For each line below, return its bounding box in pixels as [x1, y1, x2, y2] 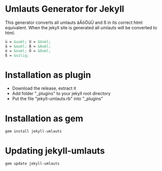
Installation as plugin [5, 69, 91, 80]
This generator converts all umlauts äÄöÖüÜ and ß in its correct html [5, 19, 143, 25]
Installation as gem [5, 113, 84, 124]
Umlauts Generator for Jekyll [5, 3, 125, 15]
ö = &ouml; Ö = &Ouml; [5, 48, 51, 53]
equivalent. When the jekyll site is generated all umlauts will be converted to [5, 24, 157, 30]
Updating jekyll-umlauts [5, 145, 105, 156]
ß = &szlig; [5, 53, 29, 58]
